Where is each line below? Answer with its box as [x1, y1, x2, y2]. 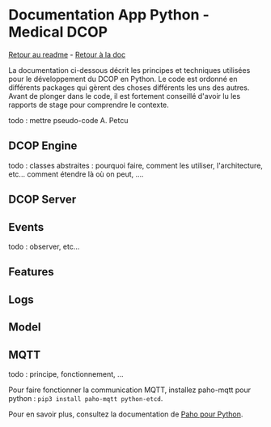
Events [8, 220, 44, 234]
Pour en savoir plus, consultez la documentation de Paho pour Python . [8, 409, 243, 419]
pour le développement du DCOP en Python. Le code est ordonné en [8, 74, 238, 83]
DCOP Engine [8, 139, 78, 153]
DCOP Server [8, 193, 77, 207]
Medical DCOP [8, 23, 108, 41]
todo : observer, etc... [8, 241, 80, 251]
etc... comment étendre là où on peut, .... [8, 169, 144, 179]
